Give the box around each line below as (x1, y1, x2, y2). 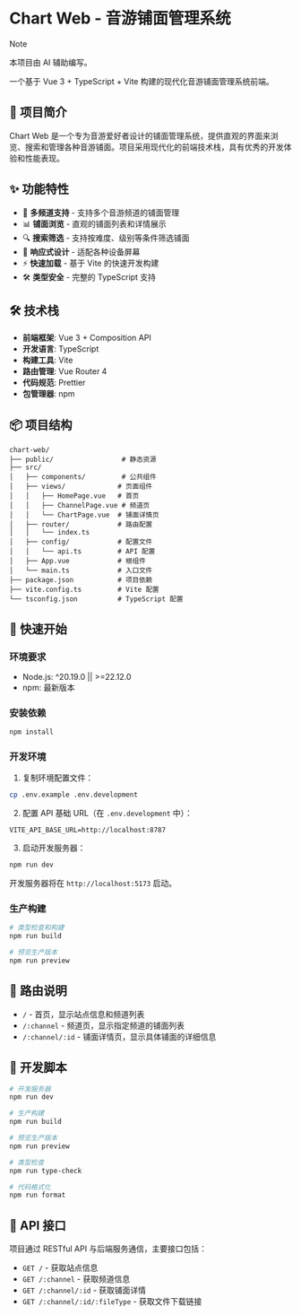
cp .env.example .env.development (9, 790, 139, 799)
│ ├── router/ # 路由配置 (9, 520, 153, 529)
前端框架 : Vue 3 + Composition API (21, 333, 152, 344)
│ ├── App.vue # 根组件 (9, 557, 146, 566)
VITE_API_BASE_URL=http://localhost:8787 (9, 826, 167, 835)
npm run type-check (9, 1166, 82, 1175)
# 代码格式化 (9, 1182, 51, 1191)
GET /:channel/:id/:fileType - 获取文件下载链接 (21, 1296, 202, 1307)
